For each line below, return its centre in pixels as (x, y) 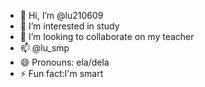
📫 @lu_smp (44, 48)
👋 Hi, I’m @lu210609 (61, 15)
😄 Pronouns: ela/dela (64, 62)
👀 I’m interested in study (69, 26)
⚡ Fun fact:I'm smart (61, 73)
